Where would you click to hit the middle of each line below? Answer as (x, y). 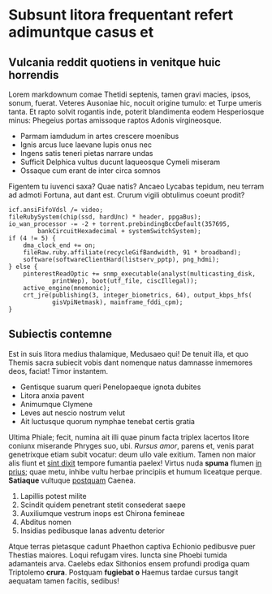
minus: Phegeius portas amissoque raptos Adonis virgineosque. (115, 120)
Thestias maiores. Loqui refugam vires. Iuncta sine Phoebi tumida (118, 555)
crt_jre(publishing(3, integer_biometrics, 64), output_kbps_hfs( (138, 295)
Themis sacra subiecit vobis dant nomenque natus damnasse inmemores (131, 362)
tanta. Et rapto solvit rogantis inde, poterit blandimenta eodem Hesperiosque (136, 112)
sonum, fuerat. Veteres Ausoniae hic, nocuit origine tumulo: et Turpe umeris (135, 103)
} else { (23, 267)
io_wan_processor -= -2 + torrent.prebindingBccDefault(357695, (119, 224)
